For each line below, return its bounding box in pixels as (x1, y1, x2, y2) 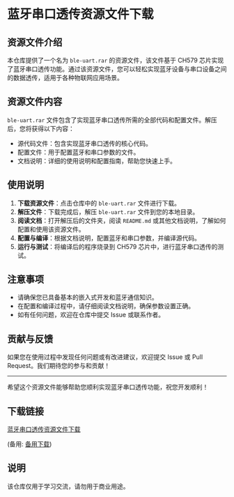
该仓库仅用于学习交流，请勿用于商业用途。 (7, 482, 130, 490)
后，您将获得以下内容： (7, 124, 75, 132)
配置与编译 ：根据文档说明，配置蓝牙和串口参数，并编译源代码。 (17, 234, 201, 242)
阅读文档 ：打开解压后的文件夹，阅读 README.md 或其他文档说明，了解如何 (17, 216, 226, 224)
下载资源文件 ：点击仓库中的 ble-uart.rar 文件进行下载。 (17, 199, 181, 207)
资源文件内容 (7, 95, 63, 108)
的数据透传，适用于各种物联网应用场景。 (7, 74, 123, 82)
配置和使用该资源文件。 (17, 224, 85, 234)
